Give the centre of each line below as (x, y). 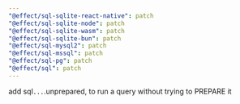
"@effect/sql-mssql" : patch (56, 53)
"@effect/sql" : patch (45, 69)
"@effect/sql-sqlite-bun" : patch (65, 38)
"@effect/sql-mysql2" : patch (58, 46)
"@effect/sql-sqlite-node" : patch (67, 23)
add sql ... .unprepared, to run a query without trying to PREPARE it (120, 91)
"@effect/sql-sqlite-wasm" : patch (67, 31)
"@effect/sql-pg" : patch (50, 61)
